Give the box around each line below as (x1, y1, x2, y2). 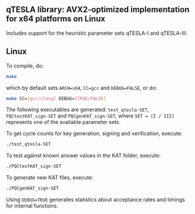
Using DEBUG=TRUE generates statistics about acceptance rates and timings (6, 196, 186, 203)
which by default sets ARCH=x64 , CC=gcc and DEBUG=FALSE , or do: (6, 84, 157, 91)
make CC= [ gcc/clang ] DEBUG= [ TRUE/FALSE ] (6, 95, 107, 102)
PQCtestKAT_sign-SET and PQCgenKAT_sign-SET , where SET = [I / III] (6, 112, 174, 119)
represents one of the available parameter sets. (6, 119, 121, 126)
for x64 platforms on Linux (6, 14, 106, 24)
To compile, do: (6, 62, 44, 69)
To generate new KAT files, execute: (6, 174, 94, 181)
